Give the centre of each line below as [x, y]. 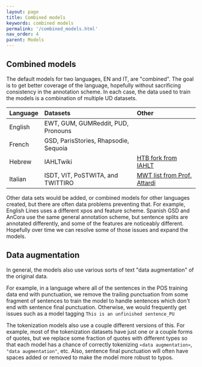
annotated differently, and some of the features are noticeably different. [95, 223]
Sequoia [56, 148]
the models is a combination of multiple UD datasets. [72, 98]
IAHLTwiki [58, 162]
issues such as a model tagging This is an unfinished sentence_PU [90, 313]
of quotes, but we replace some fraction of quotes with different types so [97, 338]
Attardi [146, 183]
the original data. [27, 276]
